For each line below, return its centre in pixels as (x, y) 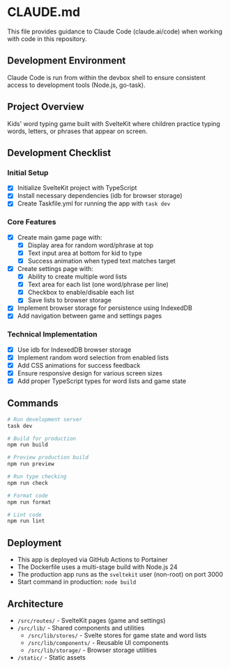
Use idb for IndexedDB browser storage (74, 350)
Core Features (32, 222)
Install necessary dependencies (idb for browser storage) (100, 196)
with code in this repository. (47, 38)
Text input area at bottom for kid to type (85, 253)
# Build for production (42, 438)
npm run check (28, 483)
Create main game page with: (60, 237)
